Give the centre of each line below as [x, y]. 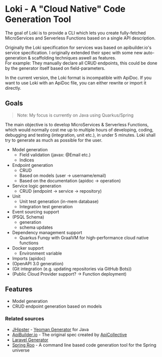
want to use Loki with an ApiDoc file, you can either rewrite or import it [76, 83]
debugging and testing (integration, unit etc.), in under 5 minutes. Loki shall [80, 135]
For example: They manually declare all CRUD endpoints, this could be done [81, 63]
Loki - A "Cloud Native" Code [65, 9]
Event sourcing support [36, 212]
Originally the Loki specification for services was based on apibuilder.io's [78, 47]
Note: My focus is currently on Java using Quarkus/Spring [75, 115]
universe [21, 350]
